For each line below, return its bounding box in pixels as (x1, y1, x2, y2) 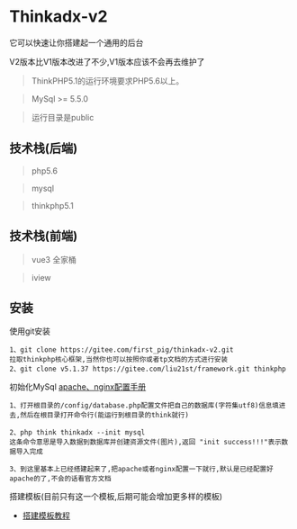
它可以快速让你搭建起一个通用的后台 (9, 37, 144, 48)
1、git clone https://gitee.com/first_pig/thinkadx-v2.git (9, 345, 234, 354)
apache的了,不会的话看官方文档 (9, 474, 112, 483)
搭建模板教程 (22, 510, 70, 521)
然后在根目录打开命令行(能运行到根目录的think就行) (20, 411, 189, 420)
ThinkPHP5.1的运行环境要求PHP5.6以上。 (31, 75, 184, 86)
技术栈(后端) (9, 141, 78, 157)
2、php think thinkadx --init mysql (9, 428, 146, 437)
